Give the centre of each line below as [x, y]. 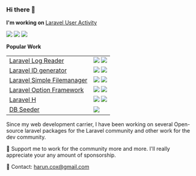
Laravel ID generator [38, 70]
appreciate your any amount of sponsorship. [61, 155]
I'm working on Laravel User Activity [52, 23]
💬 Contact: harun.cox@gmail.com [48, 167]
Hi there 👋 [21, 10]
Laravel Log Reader [37, 61]
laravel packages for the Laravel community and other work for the [108, 131]
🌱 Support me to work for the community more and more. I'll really [88, 149]
